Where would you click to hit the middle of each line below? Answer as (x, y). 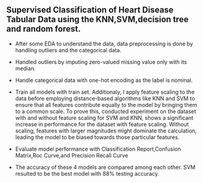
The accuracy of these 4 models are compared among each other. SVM (105, 167)
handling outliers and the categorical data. (68, 50)
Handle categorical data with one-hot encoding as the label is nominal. (104, 80)
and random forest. (44, 29)
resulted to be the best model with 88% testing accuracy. (87, 173)
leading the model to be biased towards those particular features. (97, 137)
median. (25, 68)
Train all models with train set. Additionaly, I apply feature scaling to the (105, 92)
